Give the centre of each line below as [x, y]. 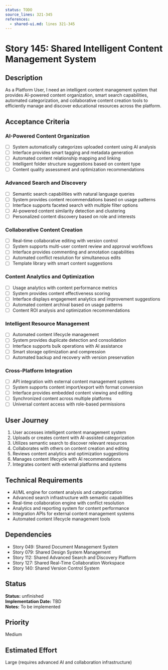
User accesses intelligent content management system [69, 433]
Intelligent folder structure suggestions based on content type [76, 164]
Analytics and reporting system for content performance [71, 508]
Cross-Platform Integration [39, 370]
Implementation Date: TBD [33, 601]
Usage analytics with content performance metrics [65, 288]
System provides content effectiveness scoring [61, 293]
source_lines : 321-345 [29, 15]
